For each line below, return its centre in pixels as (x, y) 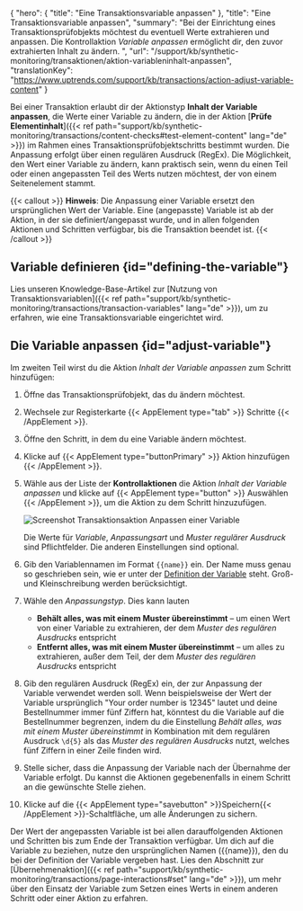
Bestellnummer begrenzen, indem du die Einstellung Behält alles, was (152, 721)
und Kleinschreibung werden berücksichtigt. (105, 583)
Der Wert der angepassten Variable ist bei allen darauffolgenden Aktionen (147, 831)
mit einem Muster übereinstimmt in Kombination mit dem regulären (147, 731)
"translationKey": (41, 70)
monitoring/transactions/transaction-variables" (97, 308)
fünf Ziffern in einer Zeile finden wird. (93, 750)
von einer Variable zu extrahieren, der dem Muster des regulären (156, 628)
